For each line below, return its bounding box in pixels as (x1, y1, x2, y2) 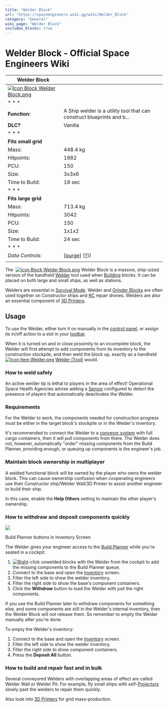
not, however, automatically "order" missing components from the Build (5, 440, 152, 446)
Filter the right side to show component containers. (12, 647, 118, 653)
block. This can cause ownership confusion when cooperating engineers (5, 475, 155, 481)
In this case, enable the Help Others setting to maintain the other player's (5, 496, 156, 502)
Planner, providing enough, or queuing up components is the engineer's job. (5, 446, 162, 452)
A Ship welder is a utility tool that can (63, 107, 150, 114)
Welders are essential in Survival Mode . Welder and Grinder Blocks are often (5, 287, 163, 293)
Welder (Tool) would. (55, 356, 98, 362)
